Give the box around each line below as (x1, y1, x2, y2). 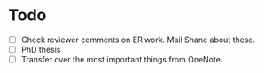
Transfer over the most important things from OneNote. (20, 55, 223, 65)
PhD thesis (20, 45, 61, 55)
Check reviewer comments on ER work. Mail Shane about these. (20, 34, 256, 45)
